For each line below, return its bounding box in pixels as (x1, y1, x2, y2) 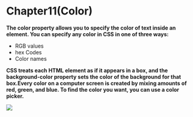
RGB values (14, 42, 44, 49)
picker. (6, 92, 24, 100)
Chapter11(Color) (6, 4, 93, 18)
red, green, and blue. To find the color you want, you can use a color (6, 86, 179, 93)
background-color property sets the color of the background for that (6, 73, 182, 80)
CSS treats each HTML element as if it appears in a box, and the (6, 66, 168, 74)
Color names (14, 55, 47, 62)
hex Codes (14, 48, 42, 55)
